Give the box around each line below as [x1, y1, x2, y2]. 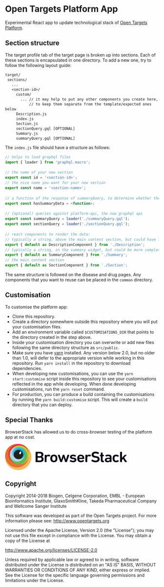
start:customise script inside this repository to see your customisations [12, 375, 157, 382]
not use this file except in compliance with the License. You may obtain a [5, 532, 151, 538]
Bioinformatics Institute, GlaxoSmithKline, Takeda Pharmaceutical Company [5, 498, 157, 504]
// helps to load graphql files [5, 154, 71, 159]
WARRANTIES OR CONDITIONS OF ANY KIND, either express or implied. [5, 567, 150, 573]
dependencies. [12, 365, 42, 371]
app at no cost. [5, 434, 36, 440]
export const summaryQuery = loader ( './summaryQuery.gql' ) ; [5, 217, 130, 221]
